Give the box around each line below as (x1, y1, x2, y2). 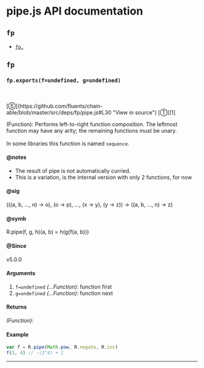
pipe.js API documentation (6, 4, 143, 18)
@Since (6, 242, 27, 249)
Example (6, 330, 29, 338)
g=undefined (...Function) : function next (15, 289, 114, 296)
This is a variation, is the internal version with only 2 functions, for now (15, 173, 192, 181)
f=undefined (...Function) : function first (15, 283, 112, 290)
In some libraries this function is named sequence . (6, 139, 129, 147)
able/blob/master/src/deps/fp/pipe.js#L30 (6, 109, 112, 116)
